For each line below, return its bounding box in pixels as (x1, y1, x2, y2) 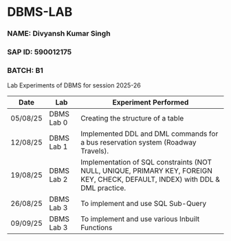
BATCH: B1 (7, 65, 43, 75)
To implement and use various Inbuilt (80, 214, 200, 224)
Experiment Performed (112, 98, 189, 107)
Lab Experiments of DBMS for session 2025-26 (7, 81, 141, 90)
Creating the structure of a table (80, 114, 184, 123)
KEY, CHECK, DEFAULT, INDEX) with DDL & (80, 175, 220, 185)
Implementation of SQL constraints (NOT (80, 158, 212, 167)
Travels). (80, 146, 109, 156)
